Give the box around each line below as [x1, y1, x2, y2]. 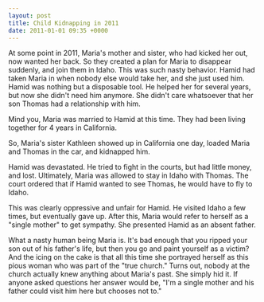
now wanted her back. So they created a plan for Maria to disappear [8, 57, 232, 66]
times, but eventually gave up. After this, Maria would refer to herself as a [8, 212, 249, 222]
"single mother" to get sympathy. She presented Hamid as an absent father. [8, 220, 256, 229]
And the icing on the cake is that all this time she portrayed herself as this [8, 253, 249, 262]
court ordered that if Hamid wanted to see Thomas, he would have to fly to [8, 179, 253, 189]
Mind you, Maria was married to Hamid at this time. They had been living [8, 115, 247, 124]
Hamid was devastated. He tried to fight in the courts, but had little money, [8, 163, 252, 172]
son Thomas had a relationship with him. [8, 99, 141, 108]
